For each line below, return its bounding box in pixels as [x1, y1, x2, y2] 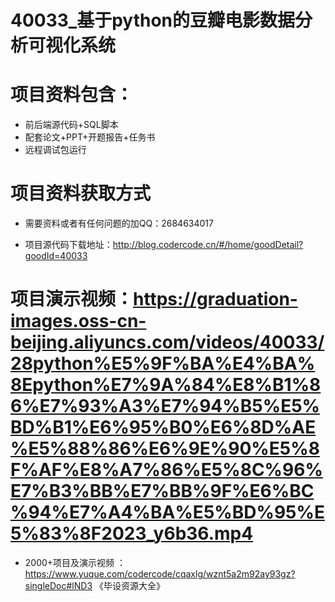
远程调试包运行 [24, 144, 87, 156]
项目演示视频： [10, 288, 134, 311]
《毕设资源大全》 [94, 580, 165, 591]
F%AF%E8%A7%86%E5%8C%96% [10, 459, 323, 481]
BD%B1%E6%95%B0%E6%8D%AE [10, 416, 317, 439]
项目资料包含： [10, 84, 134, 106]
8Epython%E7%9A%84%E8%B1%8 [10, 374, 322, 396]
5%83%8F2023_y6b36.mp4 [10, 522, 254, 545]
